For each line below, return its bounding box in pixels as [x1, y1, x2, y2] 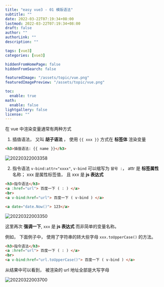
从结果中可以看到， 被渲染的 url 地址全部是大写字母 [5, 267, 110, 273]
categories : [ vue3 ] [5, 53, 45, 58]
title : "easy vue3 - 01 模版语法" [5, 7, 73, 12]
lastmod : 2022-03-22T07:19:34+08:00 [5, 21, 81, 26]
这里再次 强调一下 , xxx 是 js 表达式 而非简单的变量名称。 [5, 223, 120, 229]
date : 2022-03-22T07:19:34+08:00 [5, 16, 74, 21]
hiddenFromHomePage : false [5, 62, 61, 67]
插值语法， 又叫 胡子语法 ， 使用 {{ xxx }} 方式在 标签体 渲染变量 [12, 136, 146, 142]
